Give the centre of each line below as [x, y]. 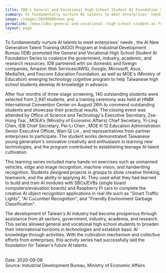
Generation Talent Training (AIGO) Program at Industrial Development [76, 48]
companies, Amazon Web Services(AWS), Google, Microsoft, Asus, [73, 69]
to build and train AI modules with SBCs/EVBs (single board [65, 183]
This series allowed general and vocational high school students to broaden [82, 224]
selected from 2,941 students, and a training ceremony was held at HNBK [80, 99]
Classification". [21, 204]
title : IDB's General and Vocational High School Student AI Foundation [82, 10]
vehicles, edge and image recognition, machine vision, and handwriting [78, 167]
